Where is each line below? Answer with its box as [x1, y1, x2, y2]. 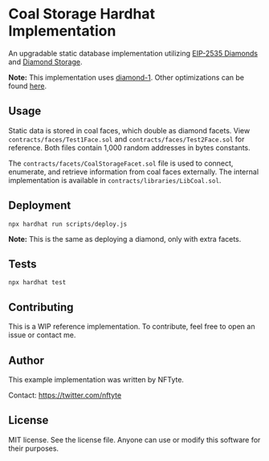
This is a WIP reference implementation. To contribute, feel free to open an [8, 322, 255, 332]
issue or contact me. [8, 330, 76, 340]
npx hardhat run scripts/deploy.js [8, 220, 128, 228]
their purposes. [8, 443, 59, 453]
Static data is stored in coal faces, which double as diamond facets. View [8, 125, 251, 135]
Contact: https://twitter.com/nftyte [8, 390, 122, 400]
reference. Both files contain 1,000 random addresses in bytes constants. [8, 142, 251, 153]
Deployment [8, 198, 71, 213]
